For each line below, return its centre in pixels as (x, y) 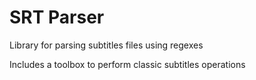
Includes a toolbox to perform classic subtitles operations (127, 64)
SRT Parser (57, 17)
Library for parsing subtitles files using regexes (106, 45)
